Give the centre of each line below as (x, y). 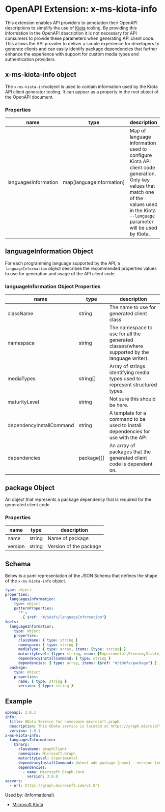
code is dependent (131, 464)
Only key (139, 180)
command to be (127, 419)
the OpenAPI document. (29, 97)
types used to (125, 378)
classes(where (126, 346)
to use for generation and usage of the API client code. (61, 273)
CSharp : (22, 745)
